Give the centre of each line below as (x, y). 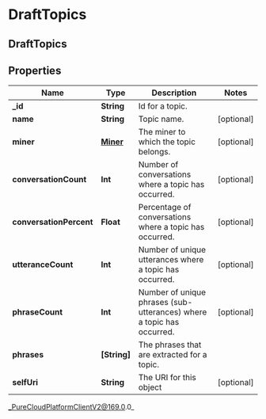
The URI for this (167, 378)
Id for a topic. (163, 106)
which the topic (167, 142)
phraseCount (38, 312)
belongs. (154, 152)
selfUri (25, 383)
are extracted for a (173, 355)
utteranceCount (43, 265)
